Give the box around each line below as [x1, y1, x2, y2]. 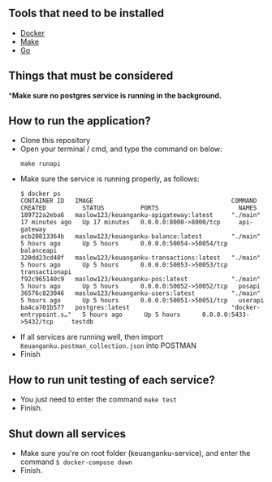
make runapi [19, 160, 61, 168]
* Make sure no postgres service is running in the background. [8, 90, 222, 100]
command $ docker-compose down [19, 457, 132, 467]
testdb [71, 318, 93, 326]
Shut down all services [8, 427, 126, 441]
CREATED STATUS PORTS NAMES [19, 204, 257, 212]
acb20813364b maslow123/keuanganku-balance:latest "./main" [19, 232, 261, 241]
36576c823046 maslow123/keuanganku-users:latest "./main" [19, 289, 261, 297]
